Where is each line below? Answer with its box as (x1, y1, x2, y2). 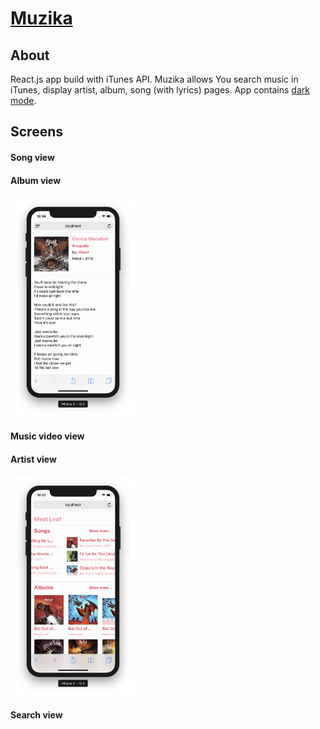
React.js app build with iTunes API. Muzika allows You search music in (10, 73, 299, 85)
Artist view (10, 453, 57, 465)
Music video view (10, 430, 85, 442)
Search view (10, 709, 63, 721)
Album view (10, 174, 62, 186)
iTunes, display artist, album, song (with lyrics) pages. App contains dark (10, 84, 310, 96)
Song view (10, 151, 55, 163)
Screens (10, 123, 63, 141)
